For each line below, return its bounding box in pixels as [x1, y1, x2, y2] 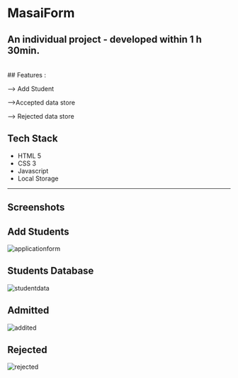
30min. [7, 44, 40, 56]
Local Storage [17, 174, 59, 183]
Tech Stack [7, 133, 58, 145]
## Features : [7, 71, 46, 79]
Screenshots [7, 201, 65, 214]
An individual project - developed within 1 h [7, 33, 202, 45]
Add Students [7, 225, 69, 237]
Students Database [7, 265, 94, 277]
